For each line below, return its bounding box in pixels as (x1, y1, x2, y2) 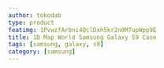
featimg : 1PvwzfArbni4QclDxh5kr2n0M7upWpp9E (8, 26, 157, 34)
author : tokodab (8, 11, 61, 20)
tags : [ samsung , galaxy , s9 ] (8, 41, 104, 48)
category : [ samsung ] (8, 48, 76, 55)
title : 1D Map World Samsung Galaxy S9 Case (8, 33, 157, 41)
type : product (8, 19, 55, 27)
